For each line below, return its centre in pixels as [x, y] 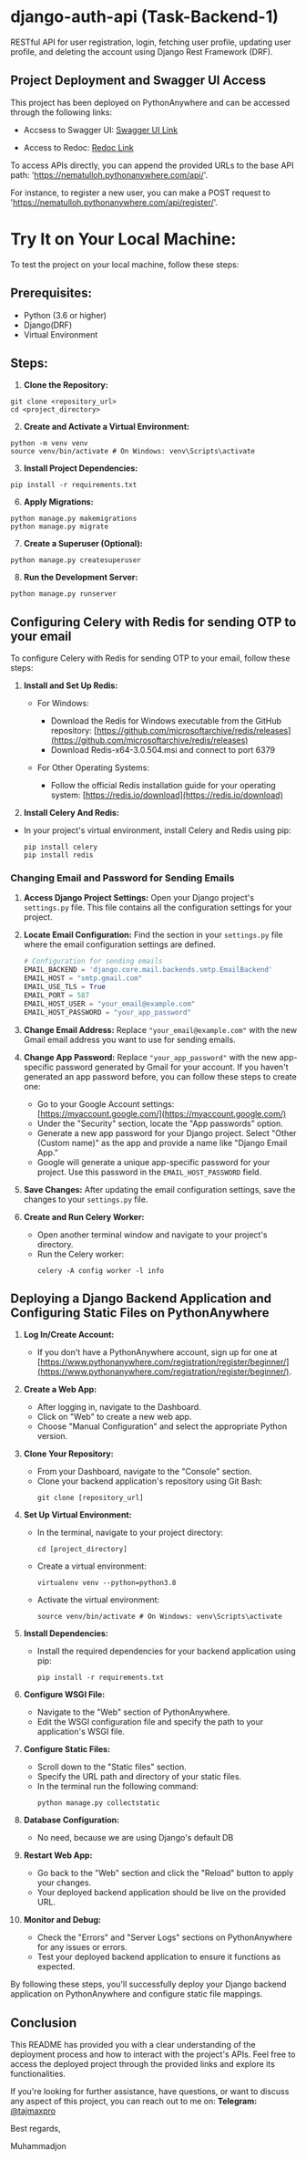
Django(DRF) [47, 325]
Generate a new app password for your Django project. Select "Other [167, 1132]
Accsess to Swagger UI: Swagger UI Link [101, 130]
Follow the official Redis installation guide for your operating [163, 786]
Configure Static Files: [67, 1749]
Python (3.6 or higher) [65, 315]
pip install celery [61, 847]
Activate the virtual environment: [98, 1600]
